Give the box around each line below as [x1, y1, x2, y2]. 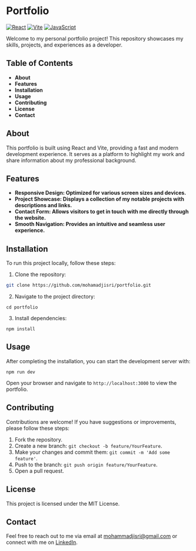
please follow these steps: [6, 424, 69, 431]
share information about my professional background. [6, 157, 137, 164]
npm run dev [6, 369, 35, 375]
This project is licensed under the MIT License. [6, 500, 120, 507]
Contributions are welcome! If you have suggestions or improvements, [6, 418, 177, 425]
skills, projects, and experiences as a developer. [6, 41, 122, 48]
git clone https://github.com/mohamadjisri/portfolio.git [6, 283, 151, 288]
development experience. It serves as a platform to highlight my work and [6, 150, 185, 157]
